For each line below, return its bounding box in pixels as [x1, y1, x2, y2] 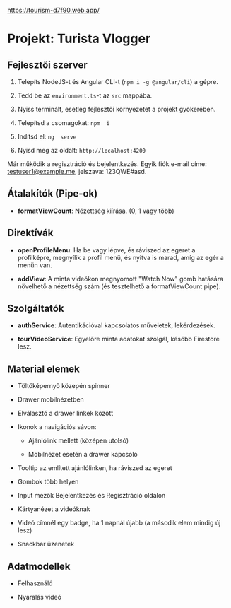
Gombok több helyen [17, 477, 79, 486]
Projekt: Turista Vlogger [7, 31, 151, 47]
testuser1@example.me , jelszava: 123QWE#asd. [7, 168, 147, 175]
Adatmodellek [7, 560, 71, 572]
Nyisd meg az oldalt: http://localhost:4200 [17, 146, 146, 154]
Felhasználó [17, 579, 53, 587]
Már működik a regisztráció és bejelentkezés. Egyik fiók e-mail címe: [7, 160, 207, 168]
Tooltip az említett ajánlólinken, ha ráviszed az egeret [17, 464, 173, 472]
